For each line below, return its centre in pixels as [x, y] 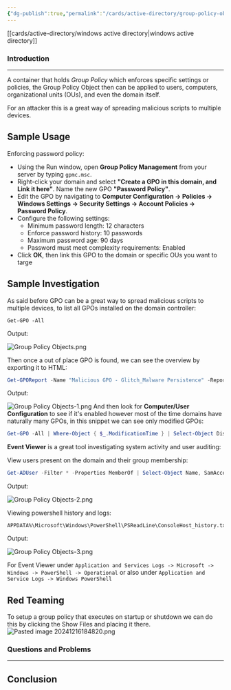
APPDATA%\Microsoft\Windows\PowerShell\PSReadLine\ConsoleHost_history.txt [118, 526]
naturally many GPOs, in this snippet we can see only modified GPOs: [106, 421]
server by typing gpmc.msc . [54, 174]
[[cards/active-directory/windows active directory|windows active [101, 33]
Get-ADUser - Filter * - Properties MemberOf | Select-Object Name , [104, 473]
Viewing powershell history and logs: [59, 513]
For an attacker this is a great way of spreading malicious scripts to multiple [114, 108]
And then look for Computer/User [141, 406]
